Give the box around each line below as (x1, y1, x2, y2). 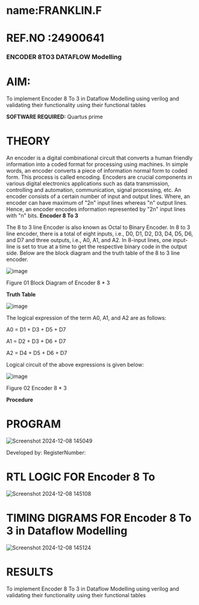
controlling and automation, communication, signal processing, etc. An (6, 187, 182, 194)
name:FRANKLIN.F (6, 4, 103, 18)
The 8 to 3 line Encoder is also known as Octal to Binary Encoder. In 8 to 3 (6, 224, 191, 231)
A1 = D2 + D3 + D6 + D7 (6, 338, 66, 345)
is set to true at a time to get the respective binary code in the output (16, 243, 188, 251)
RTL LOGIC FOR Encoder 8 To (6, 470, 156, 484)
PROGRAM (6, 417, 62, 431)
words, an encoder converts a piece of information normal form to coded (6, 167, 188, 174)
